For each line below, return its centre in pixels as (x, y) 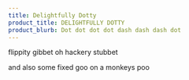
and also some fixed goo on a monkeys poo (79, 67)
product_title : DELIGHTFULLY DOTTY (67, 23)
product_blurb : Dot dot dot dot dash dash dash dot (94, 30)
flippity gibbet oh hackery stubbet (63, 53)
